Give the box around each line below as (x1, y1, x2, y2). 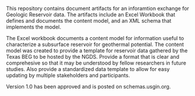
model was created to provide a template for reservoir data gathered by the (6, 47, 188, 54)
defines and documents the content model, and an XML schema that (6, 17, 172, 24)
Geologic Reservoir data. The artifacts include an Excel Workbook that (6, 11, 176, 18)
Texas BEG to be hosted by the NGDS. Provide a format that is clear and (6, 54, 180, 60)
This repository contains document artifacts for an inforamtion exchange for (6, 5, 189, 12)
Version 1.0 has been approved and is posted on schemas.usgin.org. (6, 83, 171, 90)
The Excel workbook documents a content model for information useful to (6, 35, 184, 41)
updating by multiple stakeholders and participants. (6, 72, 130, 79)
